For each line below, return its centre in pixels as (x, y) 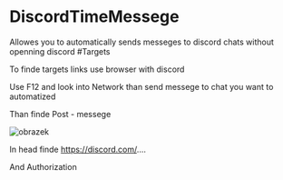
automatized (33, 96)
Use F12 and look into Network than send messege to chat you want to (141, 86)
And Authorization (43, 166)
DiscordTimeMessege (94, 17)
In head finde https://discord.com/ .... (78, 149)
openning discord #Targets (60, 51)
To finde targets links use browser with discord (97, 69)
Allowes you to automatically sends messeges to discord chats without (142, 42)
